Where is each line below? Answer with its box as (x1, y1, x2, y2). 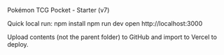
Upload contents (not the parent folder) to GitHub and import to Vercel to (7, 33, 217, 41)
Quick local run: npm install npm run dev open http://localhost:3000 (7, 19, 203, 27)
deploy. (7, 40, 29, 48)
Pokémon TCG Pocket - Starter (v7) (7, 6, 110, 14)
